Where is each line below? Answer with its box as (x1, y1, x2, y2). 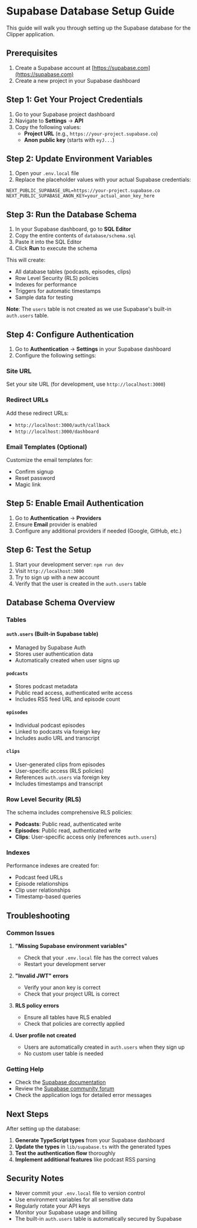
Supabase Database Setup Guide (6, 4, 175, 18)
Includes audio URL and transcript (14, 735, 100, 742)
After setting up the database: (6, 1125, 80, 1133)
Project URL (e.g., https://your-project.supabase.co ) (23, 130, 158, 137)
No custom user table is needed (23, 1049, 104, 1057)
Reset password (14, 474, 55, 481)
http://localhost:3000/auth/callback (14, 422, 110, 428)
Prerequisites (6, 48, 58, 59)
